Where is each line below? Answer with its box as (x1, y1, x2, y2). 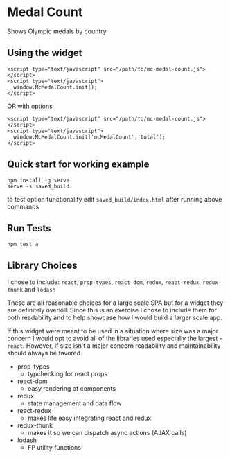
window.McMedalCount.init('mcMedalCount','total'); (13, 133, 166, 141)
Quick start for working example (7, 159, 150, 170)
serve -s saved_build (7, 183, 70, 190)
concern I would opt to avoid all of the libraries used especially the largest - (7, 334, 223, 343)
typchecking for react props (27, 370, 108, 378)
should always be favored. (7, 349, 82, 358)
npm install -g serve (7, 177, 70, 184)
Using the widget (7, 47, 82, 59)
